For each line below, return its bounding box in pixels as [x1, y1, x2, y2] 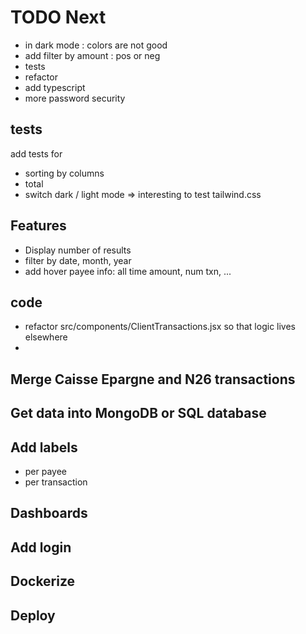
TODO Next [10, 6, 107, 29]
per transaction [24, 476, 88, 488]
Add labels [10, 439, 78, 456]
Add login [10, 539, 72, 556]
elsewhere [24, 331, 68, 343]
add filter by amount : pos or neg [24, 49, 161, 61]
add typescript [24, 81, 86, 93]
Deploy [10, 607, 56, 624]
